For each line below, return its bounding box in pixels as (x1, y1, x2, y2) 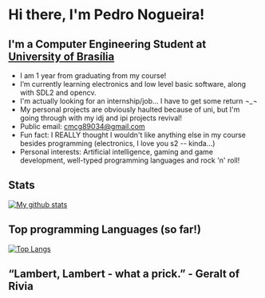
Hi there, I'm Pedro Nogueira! (8, 6, 205, 24)
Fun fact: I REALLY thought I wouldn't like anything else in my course (19, 130, 246, 139)
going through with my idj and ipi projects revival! (19, 113, 182, 123)
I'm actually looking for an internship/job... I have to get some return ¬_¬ (19, 96, 258, 105)
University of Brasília (8, 49, 115, 63)
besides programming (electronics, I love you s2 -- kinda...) (19, 139, 216, 148)
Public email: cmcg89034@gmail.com (19, 122, 145, 131)
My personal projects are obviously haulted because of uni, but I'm (19, 105, 240, 114)
